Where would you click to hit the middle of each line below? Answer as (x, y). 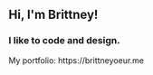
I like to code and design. (64, 41)
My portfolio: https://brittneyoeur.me (76, 60)
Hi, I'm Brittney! (53, 15)
